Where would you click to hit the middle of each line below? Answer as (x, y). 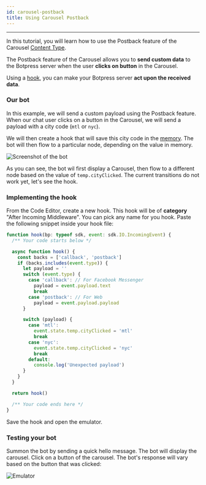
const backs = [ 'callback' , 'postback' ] (70, 257)
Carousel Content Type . (36, 47)
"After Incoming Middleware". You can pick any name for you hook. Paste (99, 217)
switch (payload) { (47, 320)
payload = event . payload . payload (76, 303)
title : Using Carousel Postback (48, 18)
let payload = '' (45, 269)
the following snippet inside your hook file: (60, 224)
